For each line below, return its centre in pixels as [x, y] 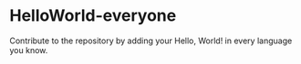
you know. [29, 50]
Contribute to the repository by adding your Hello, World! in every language [151, 41]
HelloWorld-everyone [93, 16]
